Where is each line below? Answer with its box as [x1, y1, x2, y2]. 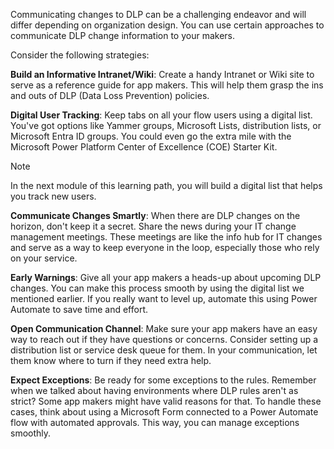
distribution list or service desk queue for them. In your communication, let [10, 344, 318, 356]
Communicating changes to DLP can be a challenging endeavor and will [10, 9, 307, 20]
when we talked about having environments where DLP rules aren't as [10, 385, 299, 396]
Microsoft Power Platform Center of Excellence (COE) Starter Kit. [10, 141, 278, 153]
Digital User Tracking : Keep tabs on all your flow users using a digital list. [10, 109, 313, 121]
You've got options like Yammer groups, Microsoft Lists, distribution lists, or [10, 120, 322, 131]
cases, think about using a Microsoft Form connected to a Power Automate [10, 406, 319, 418]
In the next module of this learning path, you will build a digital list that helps [10, 180, 323, 191]
